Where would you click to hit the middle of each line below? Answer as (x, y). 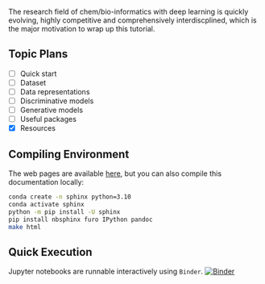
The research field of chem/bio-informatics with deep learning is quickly (128, 12)
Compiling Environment (69, 154)
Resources (38, 128)
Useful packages (48, 119)
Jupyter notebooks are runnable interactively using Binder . (106, 271)
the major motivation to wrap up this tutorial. (82, 29)
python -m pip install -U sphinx (64, 212)
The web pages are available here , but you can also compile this (115, 173)
